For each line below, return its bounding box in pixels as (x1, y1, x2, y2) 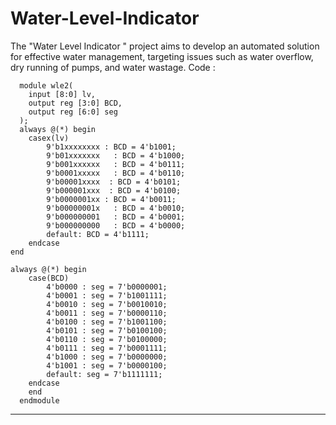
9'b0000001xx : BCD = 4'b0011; (46, 194, 177, 204)
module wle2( (19, 80, 74, 91)
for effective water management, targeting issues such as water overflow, (10, 50, 314, 62)
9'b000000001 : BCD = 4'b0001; (46, 212, 186, 222)
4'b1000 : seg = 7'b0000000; (46, 352, 168, 362)
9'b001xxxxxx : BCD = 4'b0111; (46, 159, 186, 169)
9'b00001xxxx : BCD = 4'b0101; (46, 177, 182, 187)
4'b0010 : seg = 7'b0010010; (46, 299, 168, 309)
